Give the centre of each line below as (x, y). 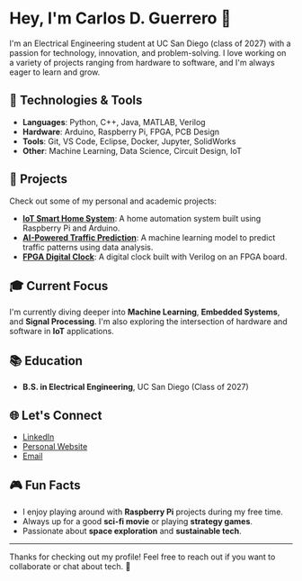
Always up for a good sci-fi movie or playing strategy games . (138, 521)
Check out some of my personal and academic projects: (113, 201)
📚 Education (46, 361)
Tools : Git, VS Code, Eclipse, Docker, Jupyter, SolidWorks (129, 141)
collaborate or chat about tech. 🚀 (70, 566)
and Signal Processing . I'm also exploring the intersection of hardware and (148, 322)
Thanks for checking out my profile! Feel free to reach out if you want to (142, 557)
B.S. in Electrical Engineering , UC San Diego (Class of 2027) (135, 387)
